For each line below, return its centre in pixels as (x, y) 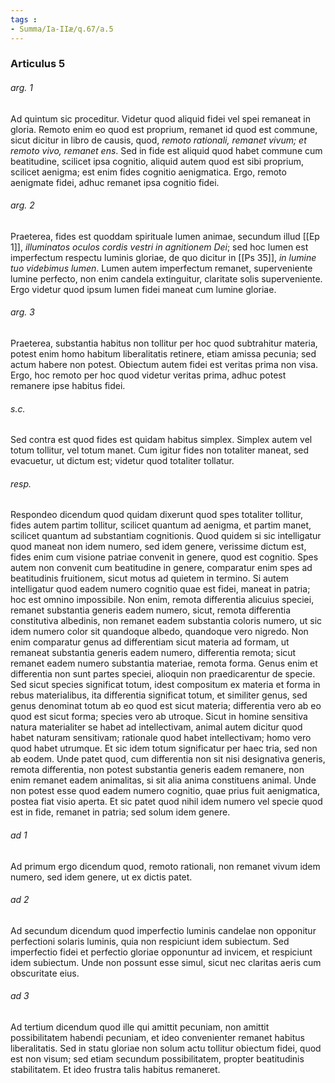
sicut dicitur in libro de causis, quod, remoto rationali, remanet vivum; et (158, 140)
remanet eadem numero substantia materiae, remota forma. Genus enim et (164, 663)
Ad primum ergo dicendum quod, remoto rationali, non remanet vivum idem (165, 866)
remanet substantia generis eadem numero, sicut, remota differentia (150, 610)
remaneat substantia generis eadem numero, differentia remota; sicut (153, 653)
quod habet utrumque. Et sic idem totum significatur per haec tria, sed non (164, 748)
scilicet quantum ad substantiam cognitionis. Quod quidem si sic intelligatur (166, 536)
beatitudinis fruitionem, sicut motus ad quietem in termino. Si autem (149, 578)
